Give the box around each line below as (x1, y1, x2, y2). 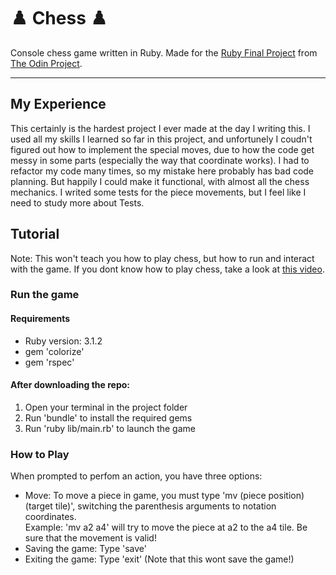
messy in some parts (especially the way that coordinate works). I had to (10, 154, 310, 166)
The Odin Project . (10, 57, 83, 69)
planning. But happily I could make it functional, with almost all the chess (10, 175, 310, 187)
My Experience (10, 96, 107, 113)
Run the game (10, 288, 80, 302)
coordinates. (24, 511, 77, 523)
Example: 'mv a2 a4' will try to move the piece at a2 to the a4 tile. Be (24, 521, 308, 534)
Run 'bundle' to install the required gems (24, 411, 193, 424)
